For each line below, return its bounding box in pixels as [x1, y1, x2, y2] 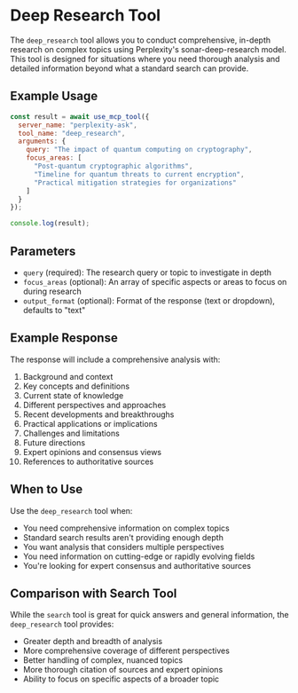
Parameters [10, 243, 76, 258]
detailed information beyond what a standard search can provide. [10, 63, 249, 74]
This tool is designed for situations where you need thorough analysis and [10, 53, 280, 64]
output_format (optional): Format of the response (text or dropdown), [22, 295, 276, 306]
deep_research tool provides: [10, 618, 114, 630]
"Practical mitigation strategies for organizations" [33, 178, 238, 187]
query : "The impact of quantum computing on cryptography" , [26, 146, 253, 154]
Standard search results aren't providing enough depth [22, 532, 224, 542]
